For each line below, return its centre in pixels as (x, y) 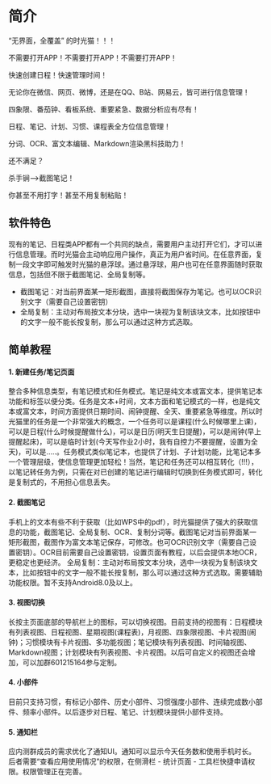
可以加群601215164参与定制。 (72, 662)
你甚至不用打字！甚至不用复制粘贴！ (69, 195)
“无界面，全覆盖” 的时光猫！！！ (62, 40)
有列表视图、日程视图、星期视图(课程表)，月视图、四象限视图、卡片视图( (129, 632)
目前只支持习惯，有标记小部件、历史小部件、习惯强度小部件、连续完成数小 (132, 702)
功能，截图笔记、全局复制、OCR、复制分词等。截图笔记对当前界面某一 (139, 532)
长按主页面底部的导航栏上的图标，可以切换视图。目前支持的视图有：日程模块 (135, 622)
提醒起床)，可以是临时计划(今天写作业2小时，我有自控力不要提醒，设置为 (130, 442)
